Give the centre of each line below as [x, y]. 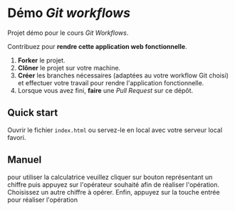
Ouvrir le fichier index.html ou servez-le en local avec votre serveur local [115, 130]
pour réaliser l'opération [43, 200]
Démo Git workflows [69, 13]
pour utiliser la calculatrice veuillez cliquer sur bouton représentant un [110, 177]
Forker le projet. [41, 60]
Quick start [33, 113]
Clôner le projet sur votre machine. [69, 67]
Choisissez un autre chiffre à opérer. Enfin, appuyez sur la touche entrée [114, 192]
